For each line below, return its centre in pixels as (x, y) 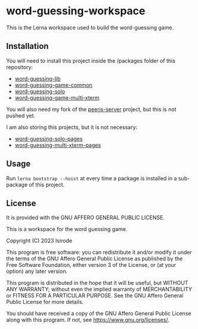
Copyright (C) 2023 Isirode (39, 241)
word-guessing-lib (38, 78)
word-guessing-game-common (53, 85)
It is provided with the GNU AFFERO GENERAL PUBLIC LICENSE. (86, 218)
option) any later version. (37, 271)
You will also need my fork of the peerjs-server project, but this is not (91, 109)
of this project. (47, 185)
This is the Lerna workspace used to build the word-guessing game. (90, 27)
